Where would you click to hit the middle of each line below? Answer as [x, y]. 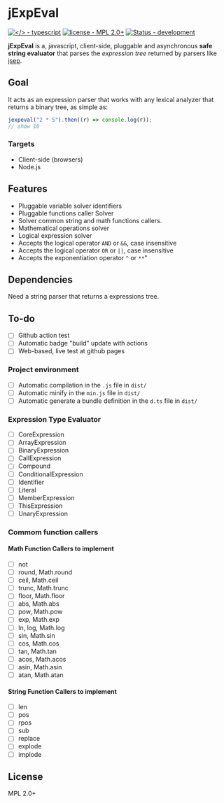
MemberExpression [46, 497]
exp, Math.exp [39, 620]
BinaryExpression [43, 450]
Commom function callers [53, 532]
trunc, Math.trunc [43, 588]
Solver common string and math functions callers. [90, 220]
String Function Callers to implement [63, 691]
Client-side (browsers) [50, 159]
